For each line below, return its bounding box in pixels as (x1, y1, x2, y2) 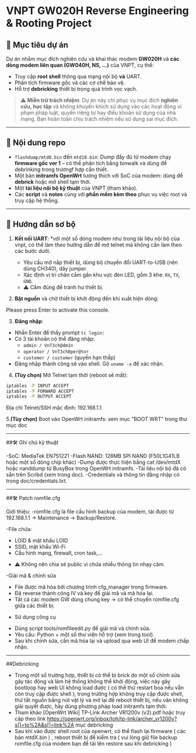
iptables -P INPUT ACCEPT (6, 382, 69, 389)
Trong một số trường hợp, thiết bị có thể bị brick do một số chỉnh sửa (14, 672, 180, 679)
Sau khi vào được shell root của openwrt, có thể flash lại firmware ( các (14, 728, 186, 735)
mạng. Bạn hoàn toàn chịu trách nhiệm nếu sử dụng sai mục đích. (20, 115, 179, 122)
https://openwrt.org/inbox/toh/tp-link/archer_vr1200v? (47, 716, 177, 723)
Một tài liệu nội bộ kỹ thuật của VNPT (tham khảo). (14, 184, 138, 191)
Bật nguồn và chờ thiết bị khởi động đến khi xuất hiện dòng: (14, 295, 159, 302)
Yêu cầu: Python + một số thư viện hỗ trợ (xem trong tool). (14, 631, 155, 638)
